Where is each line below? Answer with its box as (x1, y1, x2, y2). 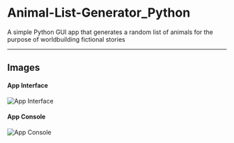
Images (7, 62, 40, 74)
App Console (7, 112, 46, 121)
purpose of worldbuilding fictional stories (7, 35, 125, 43)
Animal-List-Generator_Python (7, 5, 191, 21)
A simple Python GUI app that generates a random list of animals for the (7, 28, 214, 36)
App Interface (7, 81, 49, 90)
